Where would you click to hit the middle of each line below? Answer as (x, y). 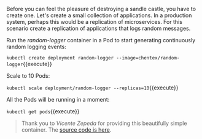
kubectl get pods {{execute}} (43, 111)
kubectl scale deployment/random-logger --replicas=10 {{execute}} (93, 88)
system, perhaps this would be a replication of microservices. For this (95, 22)
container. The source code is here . (66, 130)
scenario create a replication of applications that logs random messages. (99, 28)
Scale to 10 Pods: (28, 76)
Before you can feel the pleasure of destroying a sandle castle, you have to (101, 9)
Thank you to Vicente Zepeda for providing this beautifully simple (104, 123)
